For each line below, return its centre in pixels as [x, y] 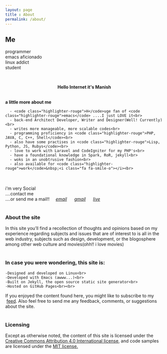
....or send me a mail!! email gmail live [53, 199]
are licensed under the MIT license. [42, 346]
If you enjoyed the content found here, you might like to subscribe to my [80, 296]
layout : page [19, 10]
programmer [18, 52]
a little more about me [28, 102]
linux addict [17, 62]
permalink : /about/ [26, 19]
